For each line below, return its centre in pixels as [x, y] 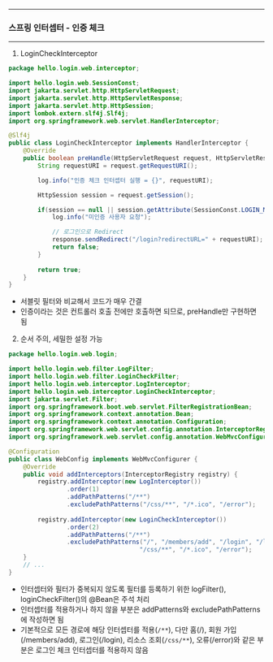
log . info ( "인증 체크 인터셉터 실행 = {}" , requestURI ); [126, 180]
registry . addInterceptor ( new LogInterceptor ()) [119, 482]
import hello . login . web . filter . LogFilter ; [81, 369]
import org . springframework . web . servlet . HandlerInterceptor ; [114, 121]
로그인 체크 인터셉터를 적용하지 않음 [92, 650]
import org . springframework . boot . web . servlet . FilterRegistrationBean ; [130, 407]
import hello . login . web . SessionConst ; [74, 83]
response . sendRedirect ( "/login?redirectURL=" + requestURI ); [158, 240]
